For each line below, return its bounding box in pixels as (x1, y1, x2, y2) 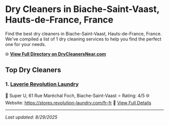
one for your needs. (5, 41, 46, 47)
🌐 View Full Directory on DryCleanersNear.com (5, 51, 107, 57)
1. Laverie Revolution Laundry (5, 81, 79, 88)
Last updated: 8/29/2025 (5, 114, 58, 120)
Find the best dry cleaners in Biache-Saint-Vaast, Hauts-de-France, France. (5, 30, 162, 36)
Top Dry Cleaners (5, 66, 61, 74)
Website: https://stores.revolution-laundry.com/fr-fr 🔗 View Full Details (5, 99, 152, 105)
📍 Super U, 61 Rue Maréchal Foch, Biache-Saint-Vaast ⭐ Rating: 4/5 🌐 (5, 92, 150, 98)
